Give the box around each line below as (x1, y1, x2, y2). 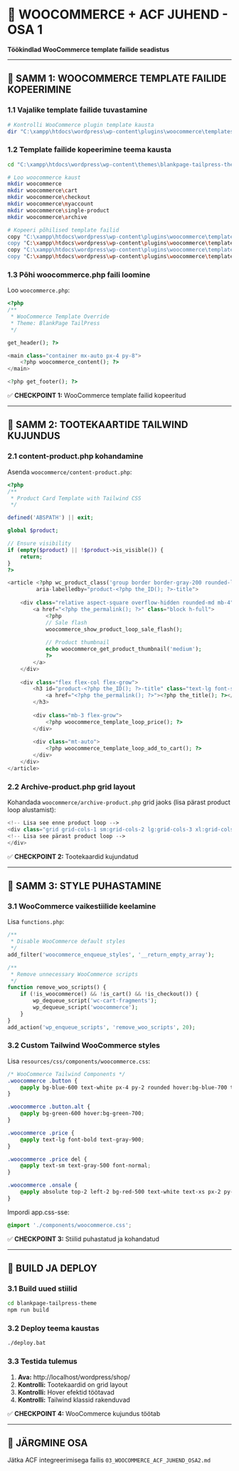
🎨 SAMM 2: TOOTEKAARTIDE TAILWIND (7, 419, 188, 431)
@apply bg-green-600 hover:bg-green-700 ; (20, 1110, 144, 1117)
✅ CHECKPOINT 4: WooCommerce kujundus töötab (7, 1409, 161, 1418)
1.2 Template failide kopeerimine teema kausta (7, 145, 172, 155)
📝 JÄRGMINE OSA (7, 1437, 88, 1449)
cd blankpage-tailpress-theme (7, 1300, 97, 1307)
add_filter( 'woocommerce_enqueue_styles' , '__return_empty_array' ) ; (7, 951, 215, 958)
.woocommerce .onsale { (7, 1182, 78, 1189)
